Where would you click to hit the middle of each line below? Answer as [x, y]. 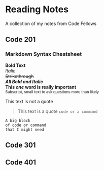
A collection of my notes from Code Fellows [51, 23]
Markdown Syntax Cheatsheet [44, 54]
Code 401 [21, 163]
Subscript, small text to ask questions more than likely [52, 92]
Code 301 [21, 145]
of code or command [26, 125]
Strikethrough [20, 76]
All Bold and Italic [24, 81]
